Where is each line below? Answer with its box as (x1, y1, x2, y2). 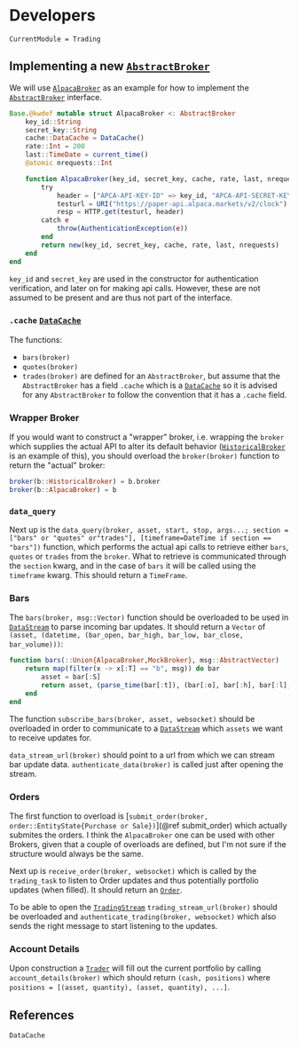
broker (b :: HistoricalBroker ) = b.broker (9, 477, 161, 487)
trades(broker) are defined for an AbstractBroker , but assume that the (21, 370, 281, 381)
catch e (41, 216, 69, 225)
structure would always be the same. (9, 848, 145, 859)
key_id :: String (25, 117, 82, 126)
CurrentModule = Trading (9, 35, 101, 44)
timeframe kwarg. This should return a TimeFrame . (9, 570, 188, 581)
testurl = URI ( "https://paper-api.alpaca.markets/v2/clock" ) (56, 199, 288, 209)
